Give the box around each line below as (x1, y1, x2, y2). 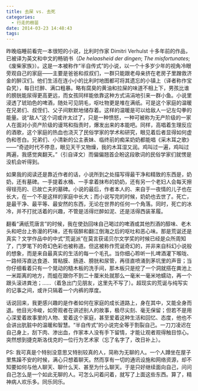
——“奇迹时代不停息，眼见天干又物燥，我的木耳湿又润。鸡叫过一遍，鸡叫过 (6, 144, 190, 151)
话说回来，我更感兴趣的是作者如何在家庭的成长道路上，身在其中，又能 (6, 299, 177, 307)
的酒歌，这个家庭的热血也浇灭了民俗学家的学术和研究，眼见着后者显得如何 (6, 129, 187, 136)
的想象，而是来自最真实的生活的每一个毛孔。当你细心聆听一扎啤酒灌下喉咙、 (6, 250, 192, 257)
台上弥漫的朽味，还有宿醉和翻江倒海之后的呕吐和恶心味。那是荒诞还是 (21, 228, 192, 235)
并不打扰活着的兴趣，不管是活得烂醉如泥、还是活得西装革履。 (16, 208, 166, 215)
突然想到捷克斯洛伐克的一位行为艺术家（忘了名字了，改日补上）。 (6, 336, 164, 343)
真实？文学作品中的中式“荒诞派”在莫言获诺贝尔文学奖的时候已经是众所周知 (6, 235, 187, 242)
